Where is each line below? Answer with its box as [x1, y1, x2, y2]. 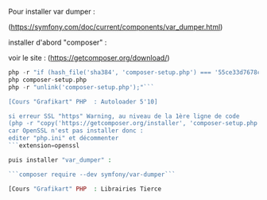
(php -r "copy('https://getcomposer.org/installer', [8, 120, 187, 127]
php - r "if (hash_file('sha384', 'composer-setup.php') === [8, 69, 212, 76]
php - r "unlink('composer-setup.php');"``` [8, 83, 155, 91]
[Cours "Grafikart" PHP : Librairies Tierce [8, 185, 161, 193]
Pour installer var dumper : [8, 7, 95, 16]
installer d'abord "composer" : [8, 37, 107, 47]
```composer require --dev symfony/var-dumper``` [8, 171, 176, 178]
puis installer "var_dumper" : [8, 155, 112, 164]
